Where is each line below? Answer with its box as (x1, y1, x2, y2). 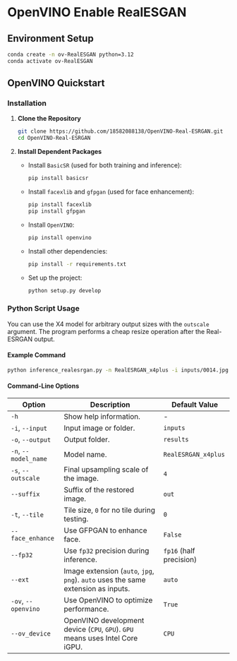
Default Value (171, 400, 219, 410)
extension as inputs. (63, 584, 130, 594)
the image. (63, 474, 99, 484)
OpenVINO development (63, 616, 145, 626)
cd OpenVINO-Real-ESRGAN (17, 135, 91, 142)
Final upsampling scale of (63, 465, 149, 475)
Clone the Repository (17, 114, 81, 123)
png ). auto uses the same (63, 575, 146, 585)
